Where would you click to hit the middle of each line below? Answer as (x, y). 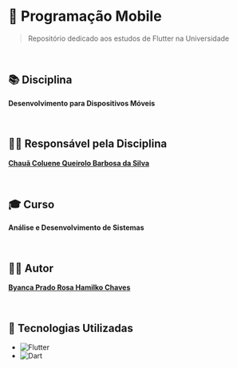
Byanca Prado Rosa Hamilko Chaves (69, 287)
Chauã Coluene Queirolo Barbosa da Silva (79, 163)
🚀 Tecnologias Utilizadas (71, 328)
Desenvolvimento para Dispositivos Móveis (82, 103)
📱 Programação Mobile (85, 16)
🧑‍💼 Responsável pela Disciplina (88, 144)
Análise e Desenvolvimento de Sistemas (77, 228)
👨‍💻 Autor (31, 268)
